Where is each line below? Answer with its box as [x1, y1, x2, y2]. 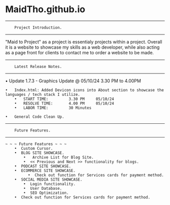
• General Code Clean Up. [5, 114, 65, 119]
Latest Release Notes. [14, 64, 62, 69]
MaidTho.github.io [5, 4, 86, 15]
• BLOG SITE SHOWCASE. [14, 150, 65, 155]
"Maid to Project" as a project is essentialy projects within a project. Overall [5, 39, 162, 45]
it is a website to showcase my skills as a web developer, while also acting [5, 44, 160, 50]
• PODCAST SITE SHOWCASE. [14, 163, 71, 168]
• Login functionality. [23, 181, 76, 186]
